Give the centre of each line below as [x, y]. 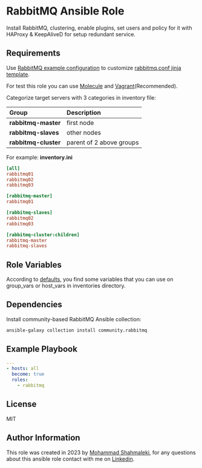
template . [18, 74]
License [21, 404]
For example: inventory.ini [39, 157]
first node [80, 123]
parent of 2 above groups [103, 142]
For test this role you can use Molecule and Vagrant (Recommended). [92, 86]
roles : [20, 380]
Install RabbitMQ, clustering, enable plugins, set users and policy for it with [99, 28]
